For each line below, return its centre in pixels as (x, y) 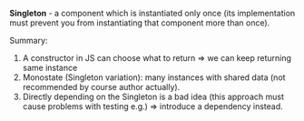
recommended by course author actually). (101, 87)
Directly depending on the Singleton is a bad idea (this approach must (153, 96)
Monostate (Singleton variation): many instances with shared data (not (154, 77)
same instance (50, 68)
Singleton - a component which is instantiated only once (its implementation (152, 13)
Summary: (29, 40)
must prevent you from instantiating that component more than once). (140, 23)
